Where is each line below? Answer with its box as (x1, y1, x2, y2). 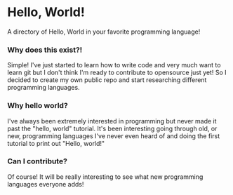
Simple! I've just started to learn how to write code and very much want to (7, 61, 221, 69)
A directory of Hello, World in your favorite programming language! (7, 27, 201, 36)
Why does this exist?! (7, 45, 83, 55)
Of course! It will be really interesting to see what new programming (7, 173, 204, 181)
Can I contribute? (7, 156, 68, 166)
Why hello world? (7, 101, 68, 111)
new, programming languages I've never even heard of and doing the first (7, 131, 220, 140)
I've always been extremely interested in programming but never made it (7, 116, 217, 125)
